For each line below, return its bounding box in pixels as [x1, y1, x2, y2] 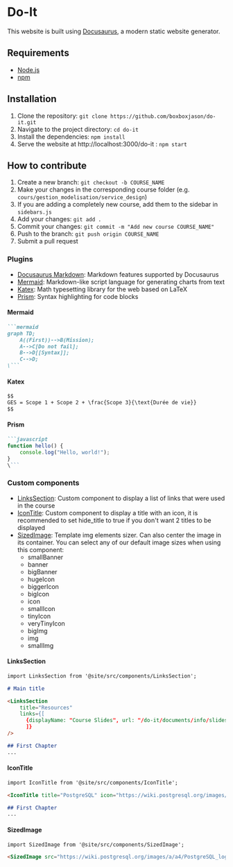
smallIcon [27, 604, 55, 612]
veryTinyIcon [27, 619, 66, 628]
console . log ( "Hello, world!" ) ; [19, 449, 110, 456]
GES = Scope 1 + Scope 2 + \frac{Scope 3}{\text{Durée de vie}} [7, 400, 197, 406]
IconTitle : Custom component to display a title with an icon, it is [17, 508, 198, 517]
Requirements [7, 47, 69, 59]
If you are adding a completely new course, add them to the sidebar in [17, 200, 218, 209]
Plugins [7, 255, 33, 264]
